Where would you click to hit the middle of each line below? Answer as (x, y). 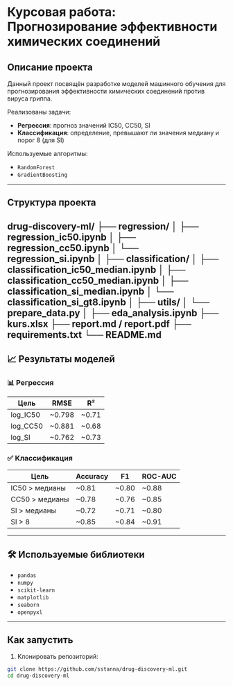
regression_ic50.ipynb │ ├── (72, 237)
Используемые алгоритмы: (48, 154)
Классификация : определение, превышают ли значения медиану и (118, 133)
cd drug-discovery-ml (38, 676)
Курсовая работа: (62, 12)
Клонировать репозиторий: (58, 657)
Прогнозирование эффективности (112, 27)
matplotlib (33, 597)
